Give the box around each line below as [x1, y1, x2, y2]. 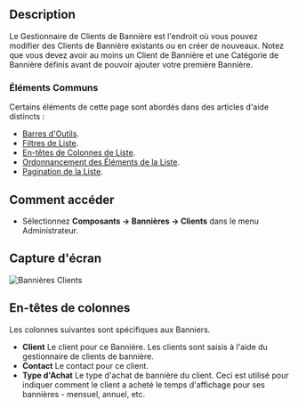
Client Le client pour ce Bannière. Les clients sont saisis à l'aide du [21, 341, 269, 352]
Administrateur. [21, 224, 78, 235]
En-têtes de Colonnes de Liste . [21, 147, 136, 159]
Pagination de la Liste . [21, 167, 104, 177]
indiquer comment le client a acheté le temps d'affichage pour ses [21, 379, 265, 390]
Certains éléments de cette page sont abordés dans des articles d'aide [9, 102, 270, 112]
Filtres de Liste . [21, 138, 79, 149]
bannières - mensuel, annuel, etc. [21, 388, 146, 399]
